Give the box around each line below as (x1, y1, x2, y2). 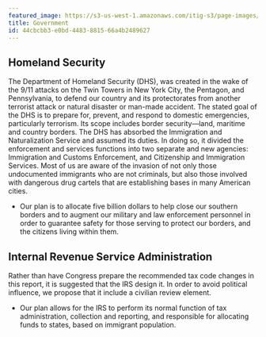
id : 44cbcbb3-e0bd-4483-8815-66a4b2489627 (8, 26, 150, 34)
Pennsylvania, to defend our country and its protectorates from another (8, 94, 241, 103)
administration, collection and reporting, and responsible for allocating (19, 312, 249, 321)
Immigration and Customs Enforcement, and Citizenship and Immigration (8, 152, 245, 163)
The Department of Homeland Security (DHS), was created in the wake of (8, 77, 249, 86)
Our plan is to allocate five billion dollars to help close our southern (19, 201, 238, 211)
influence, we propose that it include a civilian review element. (8, 288, 211, 297)
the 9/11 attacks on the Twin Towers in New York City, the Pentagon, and (8, 85, 245, 95)
